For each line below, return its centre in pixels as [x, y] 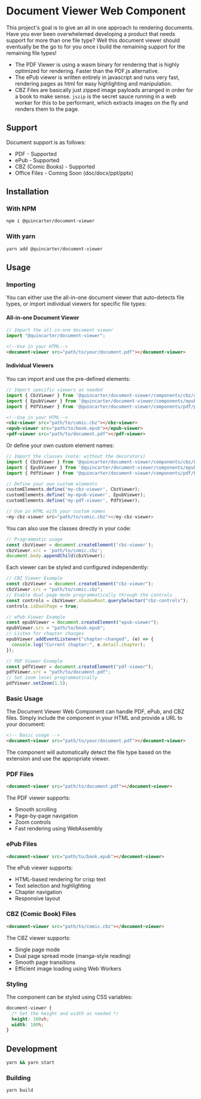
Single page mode [37, 950]
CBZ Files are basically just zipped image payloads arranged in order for [104, 90]
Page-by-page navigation [46, 816]
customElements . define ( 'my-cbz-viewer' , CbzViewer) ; [73, 489]
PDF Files [20, 774]
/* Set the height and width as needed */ [65, 1013]
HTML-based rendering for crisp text [60, 880]
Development [32, 1048]
